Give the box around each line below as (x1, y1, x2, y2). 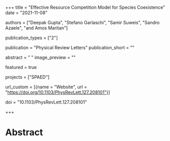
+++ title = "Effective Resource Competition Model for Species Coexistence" (5, 5, 165, 10)
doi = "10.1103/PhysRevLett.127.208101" (5, 99, 87, 105)
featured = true (5, 64, 37, 70)
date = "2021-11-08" (5, 10, 48, 16)
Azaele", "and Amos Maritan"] (5, 25, 68, 31)
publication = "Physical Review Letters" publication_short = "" (5, 45, 134, 50)
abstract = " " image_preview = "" (5, 54, 76, 60)
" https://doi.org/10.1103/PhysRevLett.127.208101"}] (5, 89, 110, 95)
